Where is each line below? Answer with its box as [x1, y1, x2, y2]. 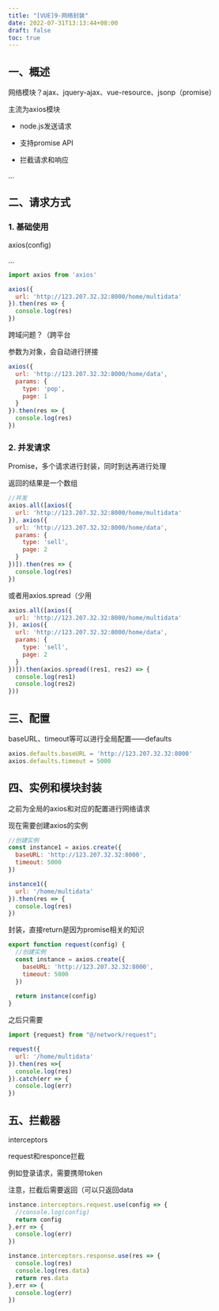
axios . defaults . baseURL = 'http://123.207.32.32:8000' [8, 749, 193, 757]
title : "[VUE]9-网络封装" [8, 11, 89, 20]
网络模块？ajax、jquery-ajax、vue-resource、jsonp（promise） [8, 88, 216, 98]
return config [15, 1215, 62, 1224]
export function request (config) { [8, 941, 126, 949]
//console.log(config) [15, 1208, 90, 1216]
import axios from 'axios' [8, 270, 97, 278]
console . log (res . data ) [15, 1267, 90, 1275]
